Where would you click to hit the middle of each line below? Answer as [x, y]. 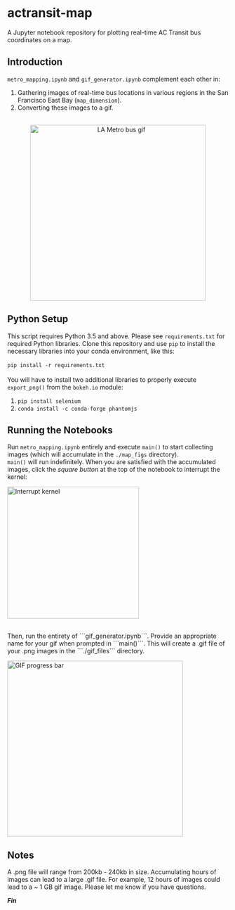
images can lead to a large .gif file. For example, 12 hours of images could [114, 880]
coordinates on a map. [40, 39]
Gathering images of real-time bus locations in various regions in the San [123, 92]
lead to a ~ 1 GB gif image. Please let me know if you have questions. [107, 887]
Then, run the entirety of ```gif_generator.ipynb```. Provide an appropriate [112, 636]
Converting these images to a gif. [65, 108]
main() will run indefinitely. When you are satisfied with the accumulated [112, 462]
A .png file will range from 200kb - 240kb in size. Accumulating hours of [112, 872]
